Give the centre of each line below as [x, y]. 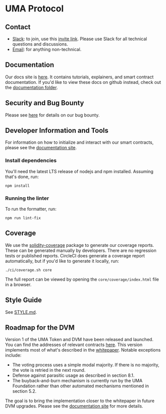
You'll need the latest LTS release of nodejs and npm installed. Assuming [79, 171]
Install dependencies [31, 161]
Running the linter [27, 198]
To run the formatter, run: [31, 209]
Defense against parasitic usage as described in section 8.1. [73, 375]
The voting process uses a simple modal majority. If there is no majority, [86, 365]
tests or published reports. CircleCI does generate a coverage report [75, 255]
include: [13, 355]
